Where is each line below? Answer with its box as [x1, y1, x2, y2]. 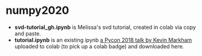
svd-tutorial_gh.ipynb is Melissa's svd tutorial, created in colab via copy [14, 23, 196, 31]
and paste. [14, 30, 42, 37]
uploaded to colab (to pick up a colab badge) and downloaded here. [14, 43, 184, 50]
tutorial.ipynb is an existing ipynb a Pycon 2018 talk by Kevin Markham [14, 36, 192, 43]
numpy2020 [5, 4, 70, 17]
